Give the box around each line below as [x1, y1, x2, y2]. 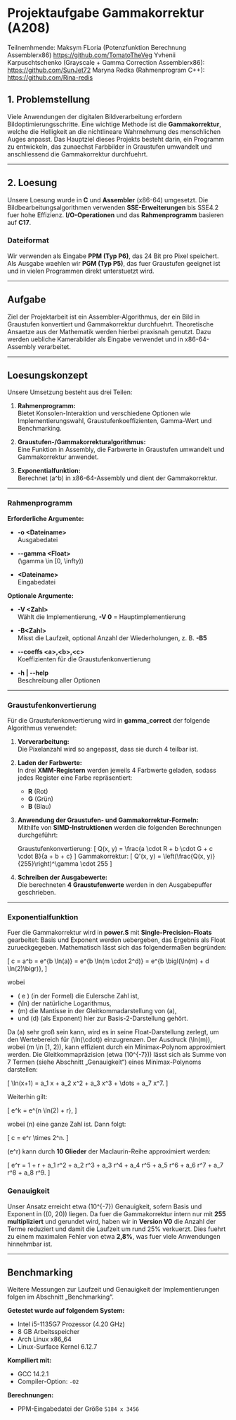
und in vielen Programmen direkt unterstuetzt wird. [7, 267, 155, 275]
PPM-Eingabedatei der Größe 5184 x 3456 [17, 1404, 139, 1413]
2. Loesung [7, 177, 58, 189]
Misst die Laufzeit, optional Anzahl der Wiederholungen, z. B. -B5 [17, 633, 207, 642]
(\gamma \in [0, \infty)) [17, 556, 84, 565]
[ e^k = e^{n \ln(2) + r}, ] [7, 1106, 77, 1115]
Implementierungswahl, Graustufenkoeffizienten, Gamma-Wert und [17, 417, 212, 425]
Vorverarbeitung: [17, 737, 70, 746]
